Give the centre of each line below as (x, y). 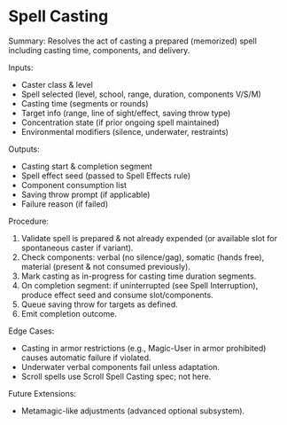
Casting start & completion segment (86, 166)
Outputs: (24, 149)
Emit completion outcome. (69, 313)
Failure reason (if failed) (65, 204)
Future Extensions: (43, 393)
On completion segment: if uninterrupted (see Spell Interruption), (140, 285)
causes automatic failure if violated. (86, 358)
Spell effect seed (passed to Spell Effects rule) (106, 176)
